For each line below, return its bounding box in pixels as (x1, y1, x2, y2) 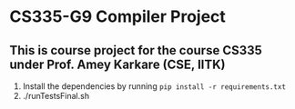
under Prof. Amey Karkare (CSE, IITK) (9, 56, 226, 72)
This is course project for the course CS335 (9, 43, 262, 58)
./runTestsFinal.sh (22, 91, 89, 101)
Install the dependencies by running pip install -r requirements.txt (22, 81, 287, 92)
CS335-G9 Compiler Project (9, 6, 226, 27)
